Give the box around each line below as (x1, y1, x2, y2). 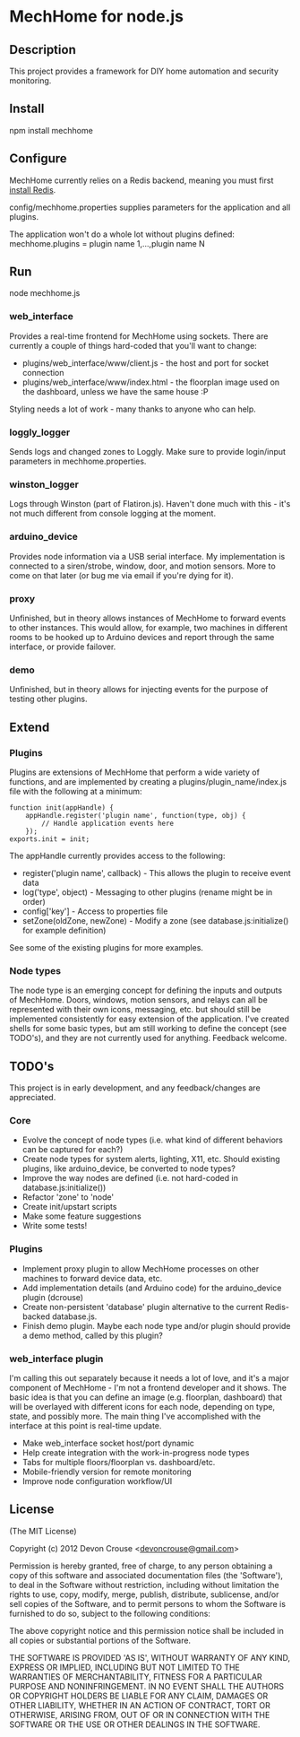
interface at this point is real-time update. (9, 1420, 162, 1431)
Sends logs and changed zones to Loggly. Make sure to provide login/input (9, 447, 287, 457)
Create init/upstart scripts (21, 1202, 117, 1212)
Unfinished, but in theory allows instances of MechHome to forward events (9, 612, 287, 623)
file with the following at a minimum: (9, 786, 142, 796)
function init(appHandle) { (9, 803, 115, 812)
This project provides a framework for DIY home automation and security (9, 65, 279, 76)
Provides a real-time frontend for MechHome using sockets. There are (9, 330, 269, 342)
